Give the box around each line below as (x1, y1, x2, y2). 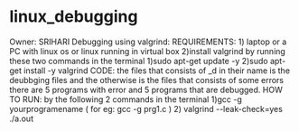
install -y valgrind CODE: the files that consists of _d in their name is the (23, 65, 291, 76)
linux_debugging (9, 6, 138, 27)
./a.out (9, 113, 34, 124)
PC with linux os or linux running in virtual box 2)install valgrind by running (9, 45, 286, 56)
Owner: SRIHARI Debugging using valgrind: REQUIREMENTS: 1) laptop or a (9, 36, 287, 47)
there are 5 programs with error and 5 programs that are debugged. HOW (9, 84, 283, 95)
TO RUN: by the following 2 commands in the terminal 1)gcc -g (9, 93, 242, 105)
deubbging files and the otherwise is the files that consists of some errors (9, 74, 285, 85)
